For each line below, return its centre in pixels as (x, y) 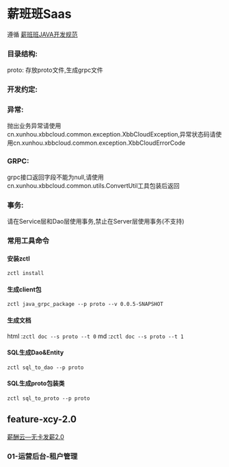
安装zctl (18, 259)
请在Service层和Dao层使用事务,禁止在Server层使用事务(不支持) (96, 221)
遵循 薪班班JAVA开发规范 (42, 34)
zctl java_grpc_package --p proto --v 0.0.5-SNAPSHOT (85, 304)
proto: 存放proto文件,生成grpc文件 (55, 70)
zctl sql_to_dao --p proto (45, 368)
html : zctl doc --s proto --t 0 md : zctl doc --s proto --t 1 (95, 336)
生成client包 (25, 289)
